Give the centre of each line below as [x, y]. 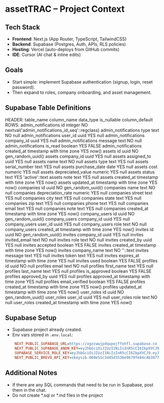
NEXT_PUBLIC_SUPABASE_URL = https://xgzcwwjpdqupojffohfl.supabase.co [86, 344]
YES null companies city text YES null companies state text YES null [73, 198]
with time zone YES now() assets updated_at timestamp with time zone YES [81, 182]
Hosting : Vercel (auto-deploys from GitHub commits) [66, 49]
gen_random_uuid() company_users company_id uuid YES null [68, 219]
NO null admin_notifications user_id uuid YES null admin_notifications [75, 135]
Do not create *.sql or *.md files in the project [58, 395]
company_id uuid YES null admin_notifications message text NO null [73, 141]
